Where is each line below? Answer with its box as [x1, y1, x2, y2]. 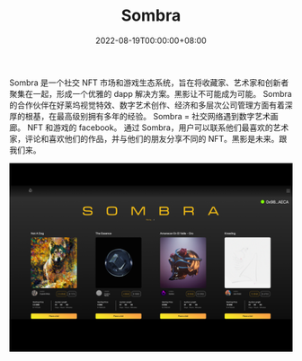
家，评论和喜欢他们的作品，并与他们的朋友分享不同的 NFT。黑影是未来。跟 [9, 133, 288, 144]
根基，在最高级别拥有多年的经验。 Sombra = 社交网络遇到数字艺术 [24, 110, 271, 121]
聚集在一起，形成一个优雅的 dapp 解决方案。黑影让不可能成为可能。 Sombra [9, 88, 292, 99]
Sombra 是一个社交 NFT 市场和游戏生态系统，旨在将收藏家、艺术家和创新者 [9, 77, 289, 88]
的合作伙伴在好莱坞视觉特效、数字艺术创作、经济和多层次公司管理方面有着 [9, 100, 285, 110]
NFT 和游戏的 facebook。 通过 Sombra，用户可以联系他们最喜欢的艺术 [26, 122, 289, 133]
